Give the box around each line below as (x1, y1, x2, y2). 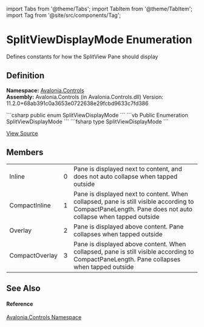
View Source (6, 129, 38, 137)
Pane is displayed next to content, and (73, 164, 182, 173)
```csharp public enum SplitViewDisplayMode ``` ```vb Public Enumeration (6, 111, 188, 119)
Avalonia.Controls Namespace (6, 314, 82, 321)
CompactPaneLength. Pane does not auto (73, 205, 193, 213)
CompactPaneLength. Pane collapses (73, 255, 181, 263)
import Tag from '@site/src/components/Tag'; (6, 12, 121, 19)
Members (6, 147, 44, 157)
